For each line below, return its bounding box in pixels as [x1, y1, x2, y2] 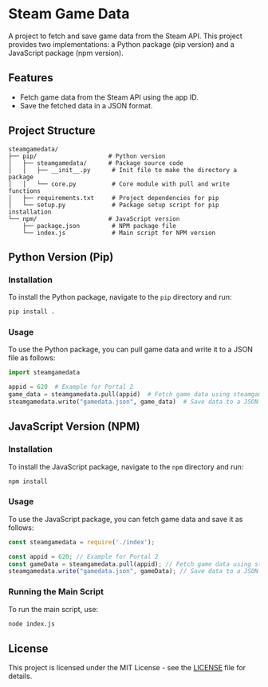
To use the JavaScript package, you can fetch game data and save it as [8, 514, 243, 524]
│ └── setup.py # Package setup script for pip [8, 201, 219, 209]
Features [8, 71, 53, 84]
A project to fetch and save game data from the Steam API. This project [8, 31, 243, 41]
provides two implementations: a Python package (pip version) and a [8, 39, 235, 49]
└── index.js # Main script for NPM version [22, 229, 216, 237]
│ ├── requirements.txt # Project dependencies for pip [8, 194, 219, 202]
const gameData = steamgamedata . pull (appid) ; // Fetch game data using [8, 559, 251, 568]
